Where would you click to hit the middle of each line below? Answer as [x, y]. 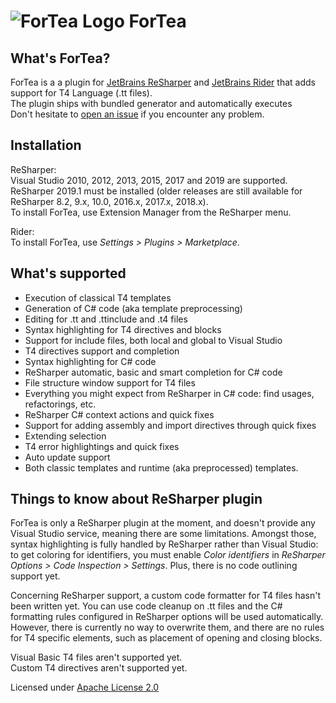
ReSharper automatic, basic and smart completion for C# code [153, 372]
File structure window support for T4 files [110, 382]
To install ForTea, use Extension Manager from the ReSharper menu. [151, 212]
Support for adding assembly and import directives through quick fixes [170, 425]
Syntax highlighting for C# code [90, 361]
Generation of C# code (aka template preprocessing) [133, 308]
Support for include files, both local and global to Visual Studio [153, 340]
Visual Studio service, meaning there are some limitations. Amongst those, [163, 534]
